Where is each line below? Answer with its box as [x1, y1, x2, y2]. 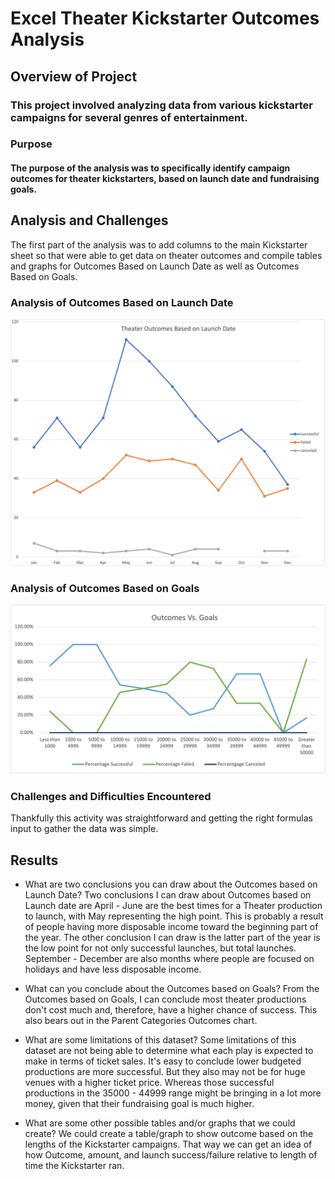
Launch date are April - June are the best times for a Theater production [24, 899, 323, 911]
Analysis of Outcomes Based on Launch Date [10, 295, 234, 309]
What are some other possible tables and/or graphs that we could [24, 1117, 296, 1129]
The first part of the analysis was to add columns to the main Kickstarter [10, 238, 308, 251]
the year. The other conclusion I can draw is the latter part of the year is [24, 931, 321, 943]
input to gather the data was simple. [10, 823, 159, 835]
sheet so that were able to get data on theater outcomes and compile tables [10, 249, 323, 261]
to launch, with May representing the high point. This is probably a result [24, 910, 324, 922]
